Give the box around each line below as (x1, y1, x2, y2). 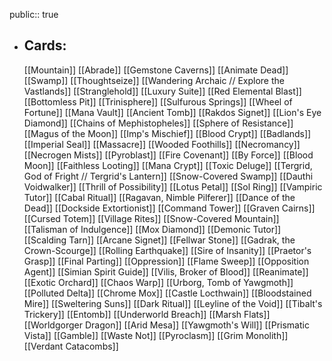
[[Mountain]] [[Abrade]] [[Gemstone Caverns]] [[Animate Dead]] (23, 64, 289, 76)
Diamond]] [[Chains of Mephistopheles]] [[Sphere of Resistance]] (23, 117, 294, 129)
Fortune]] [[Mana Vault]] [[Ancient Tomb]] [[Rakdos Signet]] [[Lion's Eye (23, 106, 322, 118)
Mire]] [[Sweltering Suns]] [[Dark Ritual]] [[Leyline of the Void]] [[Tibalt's (23, 297, 323, 309)
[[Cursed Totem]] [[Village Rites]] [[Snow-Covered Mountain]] (23, 212, 280, 224)
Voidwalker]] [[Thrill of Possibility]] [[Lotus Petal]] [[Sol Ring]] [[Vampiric (23, 180, 323, 193)
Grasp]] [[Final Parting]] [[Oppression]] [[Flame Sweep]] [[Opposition (23, 255, 310, 267)
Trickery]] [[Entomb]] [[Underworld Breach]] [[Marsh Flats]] (23, 308, 271, 320)
